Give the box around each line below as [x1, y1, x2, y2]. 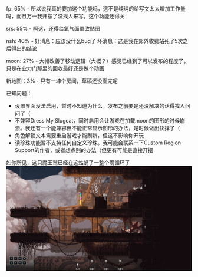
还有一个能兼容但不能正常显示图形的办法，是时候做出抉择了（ [30, 124, 180, 131]
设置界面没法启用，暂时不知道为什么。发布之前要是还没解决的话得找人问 [14, 103, 190, 109]
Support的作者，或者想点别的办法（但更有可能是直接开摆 [14, 147, 153, 153]
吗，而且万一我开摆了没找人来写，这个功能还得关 [6, 12, 125, 19]
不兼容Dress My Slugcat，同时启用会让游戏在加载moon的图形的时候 [14, 117, 180, 124]
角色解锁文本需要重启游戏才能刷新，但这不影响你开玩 [14, 132, 144, 138]
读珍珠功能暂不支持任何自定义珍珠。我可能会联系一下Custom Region [14, 139, 181, 146]
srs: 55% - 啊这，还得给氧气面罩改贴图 [6, 25, 100, 32]
